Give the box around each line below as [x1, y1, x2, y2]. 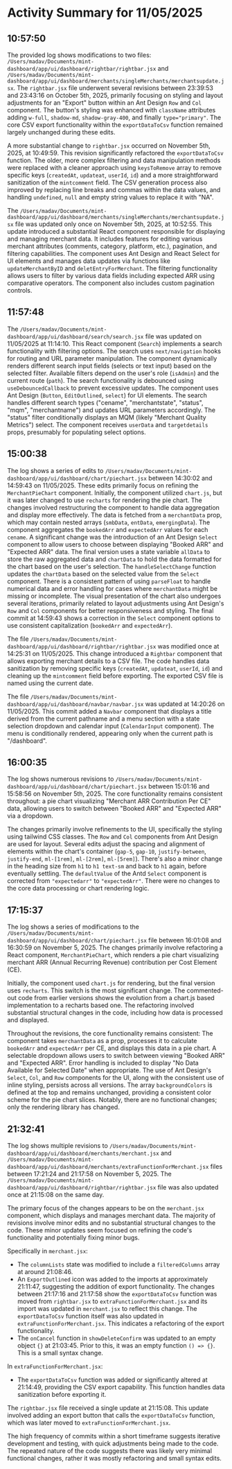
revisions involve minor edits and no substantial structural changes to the [7, 1219, 216, 1227]
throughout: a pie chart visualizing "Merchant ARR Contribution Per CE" [7, 797, 211, 805]
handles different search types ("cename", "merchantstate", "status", [7, 398, 204, 406]
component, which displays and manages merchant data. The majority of [7, 1212, 216, 1220]
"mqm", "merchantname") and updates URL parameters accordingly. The [7, 406, 216, 414]
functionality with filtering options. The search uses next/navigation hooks [7, 347, 222, 355]
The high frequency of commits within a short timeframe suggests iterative [7, 1432, 220, 1441]
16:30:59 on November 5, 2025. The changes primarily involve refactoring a [7, 943, 224, 952]
